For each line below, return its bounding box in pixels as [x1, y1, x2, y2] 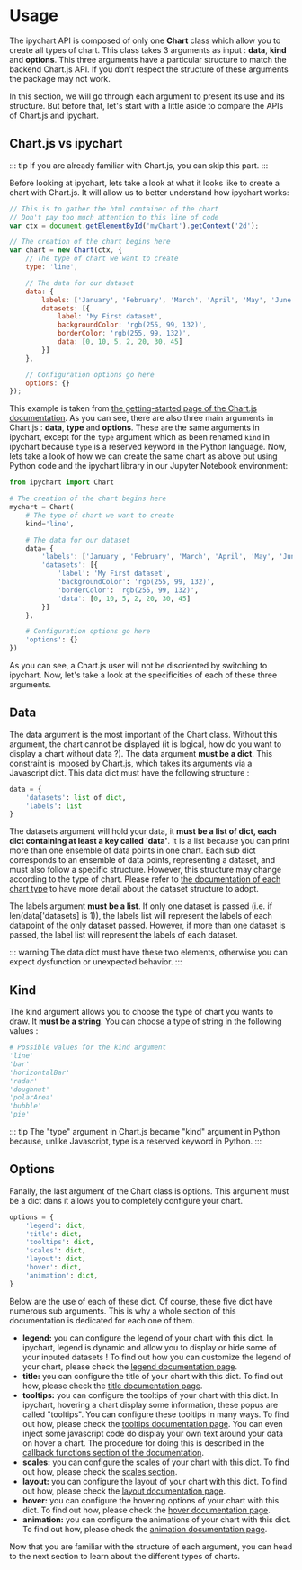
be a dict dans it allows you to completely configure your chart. [9, 1195, 244, 1206]
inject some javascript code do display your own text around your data [22, 1428, 284, 1439]
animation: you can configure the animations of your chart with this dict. [22, 1513, 292, 1525]
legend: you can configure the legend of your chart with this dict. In [22, 1332, 274, 1343]
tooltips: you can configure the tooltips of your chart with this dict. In [22, 1389, 279, 1400]
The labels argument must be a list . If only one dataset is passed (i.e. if [9, 901, 272, 911]
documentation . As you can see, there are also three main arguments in [9, 413, 274, 424]
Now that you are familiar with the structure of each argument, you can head [9, 1540, 293, 1552]
